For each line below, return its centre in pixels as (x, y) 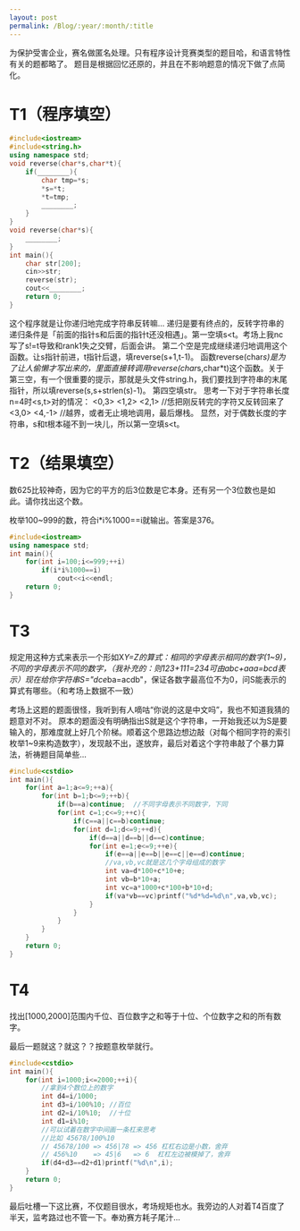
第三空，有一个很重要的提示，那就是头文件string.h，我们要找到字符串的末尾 (148, 379)
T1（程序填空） (65, 114)
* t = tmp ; (55, 197)
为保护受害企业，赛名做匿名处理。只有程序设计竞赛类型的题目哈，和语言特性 (150, 52)
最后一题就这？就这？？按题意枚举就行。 (83, 1046)
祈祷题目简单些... (56, 754)
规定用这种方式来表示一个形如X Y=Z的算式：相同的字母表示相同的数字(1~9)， (150, 657)
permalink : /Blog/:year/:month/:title (81, 26)
